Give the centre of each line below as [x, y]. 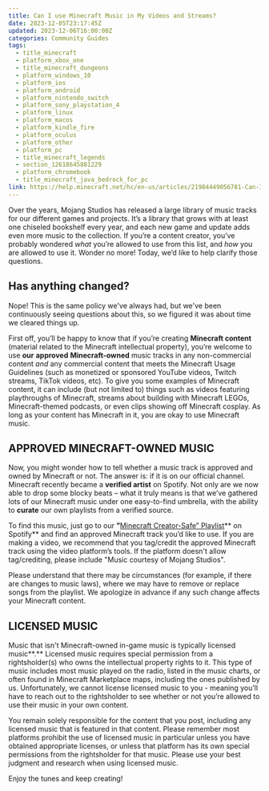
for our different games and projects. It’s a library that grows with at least [128, 218]
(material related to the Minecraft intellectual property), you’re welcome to [130, 346]
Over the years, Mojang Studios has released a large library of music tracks [133, 210]
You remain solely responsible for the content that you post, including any [130, 720]
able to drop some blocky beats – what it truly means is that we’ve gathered [133, 493]
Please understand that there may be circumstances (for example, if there [130, 575]
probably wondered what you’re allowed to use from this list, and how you [130, 244]
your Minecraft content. [47, 601]
